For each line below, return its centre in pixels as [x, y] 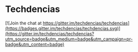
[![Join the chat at [23, 23]
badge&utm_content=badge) [35, 44]
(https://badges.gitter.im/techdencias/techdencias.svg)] [63, 28]
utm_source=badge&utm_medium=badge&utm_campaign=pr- [69, 39]
